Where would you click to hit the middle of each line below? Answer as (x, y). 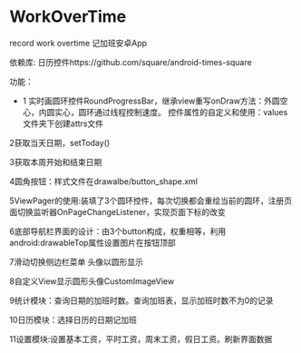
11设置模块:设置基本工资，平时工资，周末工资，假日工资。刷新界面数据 (141, 338)
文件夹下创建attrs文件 (63, 123)
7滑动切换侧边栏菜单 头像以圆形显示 (76, 261)
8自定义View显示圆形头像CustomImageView (92, 281)
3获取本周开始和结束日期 (56, 162)
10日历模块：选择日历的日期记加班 (73, 319)
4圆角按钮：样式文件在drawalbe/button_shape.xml (103, 181)
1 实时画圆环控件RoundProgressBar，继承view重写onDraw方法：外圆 (151, 101)
